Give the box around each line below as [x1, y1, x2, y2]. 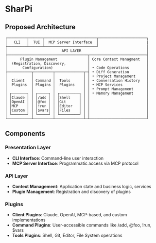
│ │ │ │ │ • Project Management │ [5, 74, 149, 79]
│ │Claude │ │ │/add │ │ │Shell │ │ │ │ [5, 95, 149, 100]
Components [5, 130, 45, 138]
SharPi [5, 3, 33, 15]
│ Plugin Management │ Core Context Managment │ [5, 57, 149, 62]
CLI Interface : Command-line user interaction [12, 155, 104, 161]
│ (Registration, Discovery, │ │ [5, 61, 149, 66]
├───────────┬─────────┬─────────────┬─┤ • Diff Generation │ [5, 69, 149, 74]
